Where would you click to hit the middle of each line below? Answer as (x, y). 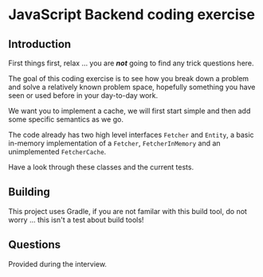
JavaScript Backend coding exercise (131, 15)
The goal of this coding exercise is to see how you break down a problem (129, 78)
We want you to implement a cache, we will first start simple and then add (130, 111)
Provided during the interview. (58, 263)
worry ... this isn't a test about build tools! (76, 220)
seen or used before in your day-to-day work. (83, 96)
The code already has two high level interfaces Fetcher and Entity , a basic (131, 135)
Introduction (40, 44)
